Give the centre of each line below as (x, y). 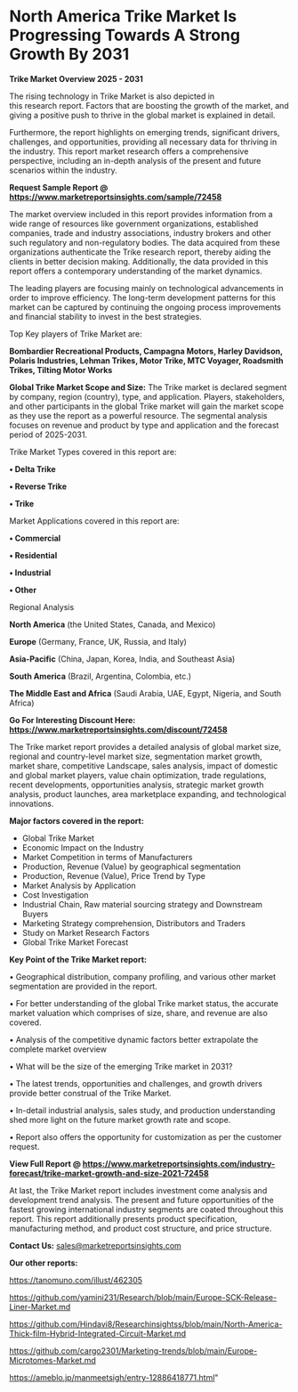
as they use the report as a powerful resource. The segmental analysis (138, 415)
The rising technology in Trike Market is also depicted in (112, 96)
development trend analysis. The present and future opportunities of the (141, 1200)
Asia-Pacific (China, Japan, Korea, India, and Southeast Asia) (122, 659)
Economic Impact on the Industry (83, 847)
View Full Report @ (45, 1163)
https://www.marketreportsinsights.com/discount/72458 (119, 729)
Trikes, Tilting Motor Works (61, 370)
